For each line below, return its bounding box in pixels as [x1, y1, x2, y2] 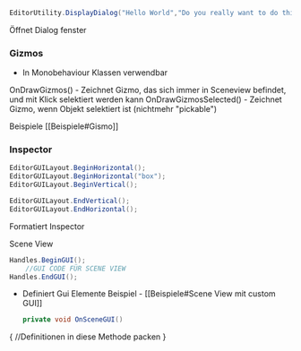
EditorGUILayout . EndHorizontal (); [9, 204, 139, 214]
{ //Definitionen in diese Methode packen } [9, 331, 167, 342]
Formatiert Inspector [9, 220, 85, 232]
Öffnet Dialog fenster [9, 24, 87, 35]
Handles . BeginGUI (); [9, 255, 87, 264]
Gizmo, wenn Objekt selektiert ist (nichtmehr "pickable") [9, 104, 218, 115]
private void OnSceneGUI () [21, 315, 124, 324]
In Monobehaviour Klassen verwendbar [21, 67, 168, 78]
